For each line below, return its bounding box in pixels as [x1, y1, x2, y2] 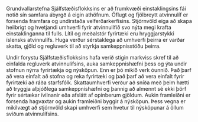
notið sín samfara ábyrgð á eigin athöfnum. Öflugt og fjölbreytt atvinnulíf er [6, 11, 189, 18]
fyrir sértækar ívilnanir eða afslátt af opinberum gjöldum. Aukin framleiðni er [6, 91, 191, 98]
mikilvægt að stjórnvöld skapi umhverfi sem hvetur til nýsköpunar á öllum [6, 104, 184, 111]
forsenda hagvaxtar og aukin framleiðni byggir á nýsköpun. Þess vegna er [6, 98, 186, 105]
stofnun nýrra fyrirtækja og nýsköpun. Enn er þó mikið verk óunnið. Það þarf [6, 67, 192, 73]
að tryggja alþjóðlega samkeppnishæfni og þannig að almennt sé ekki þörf [6, 85, 187, 92]
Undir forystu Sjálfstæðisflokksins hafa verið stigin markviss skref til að [6, 54, 179, 61]
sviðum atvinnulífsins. [6, 110, 59, 117]
